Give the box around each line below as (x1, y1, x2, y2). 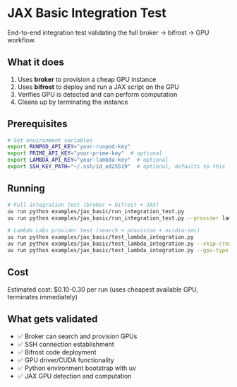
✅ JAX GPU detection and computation (17, 371, 132, 380)
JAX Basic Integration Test (7, 5, 167, 21)
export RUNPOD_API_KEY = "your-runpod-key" (7, 143, 131, 150)
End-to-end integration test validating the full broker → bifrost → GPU (7, 28, 209, 37)
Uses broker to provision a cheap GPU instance (17, 75, 157, 83)
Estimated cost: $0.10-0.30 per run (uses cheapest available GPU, (7, 285, 199, 294)
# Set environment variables (7, 136, 93, 144)
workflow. (7, 35, 36, 44)
